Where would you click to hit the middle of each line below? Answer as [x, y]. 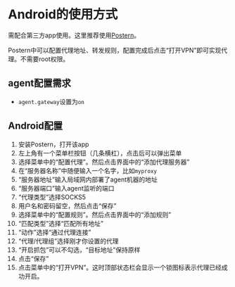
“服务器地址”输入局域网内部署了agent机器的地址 [88, 179]
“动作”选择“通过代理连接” [55, 232]
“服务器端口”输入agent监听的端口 [66, 188]
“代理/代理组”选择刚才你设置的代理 [68, 241]
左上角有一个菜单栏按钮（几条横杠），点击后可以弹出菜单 [100, 153]
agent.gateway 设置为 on [51, 101]
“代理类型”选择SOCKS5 [52, 197]
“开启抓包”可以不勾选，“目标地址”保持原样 [79, 250]
